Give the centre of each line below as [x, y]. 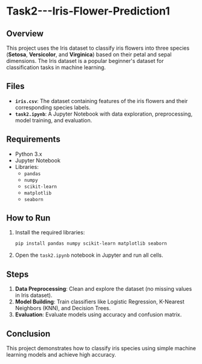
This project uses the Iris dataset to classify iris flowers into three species [98, 48]
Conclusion [28, 333]
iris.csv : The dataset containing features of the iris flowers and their [101, 101]
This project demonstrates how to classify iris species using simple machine [101, 348]
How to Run [28, 218]
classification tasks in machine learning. [56, 67]
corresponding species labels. [53, 107]
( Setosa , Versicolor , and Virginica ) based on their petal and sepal [89, 55]
